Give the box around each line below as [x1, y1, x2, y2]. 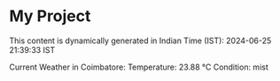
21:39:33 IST [9, 44, 56, 55]
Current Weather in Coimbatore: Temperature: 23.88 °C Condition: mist [9, 62, 268, 72]
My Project [9, 6, 91, 26]
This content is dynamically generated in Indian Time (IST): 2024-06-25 [9, 35, 272, 46]
